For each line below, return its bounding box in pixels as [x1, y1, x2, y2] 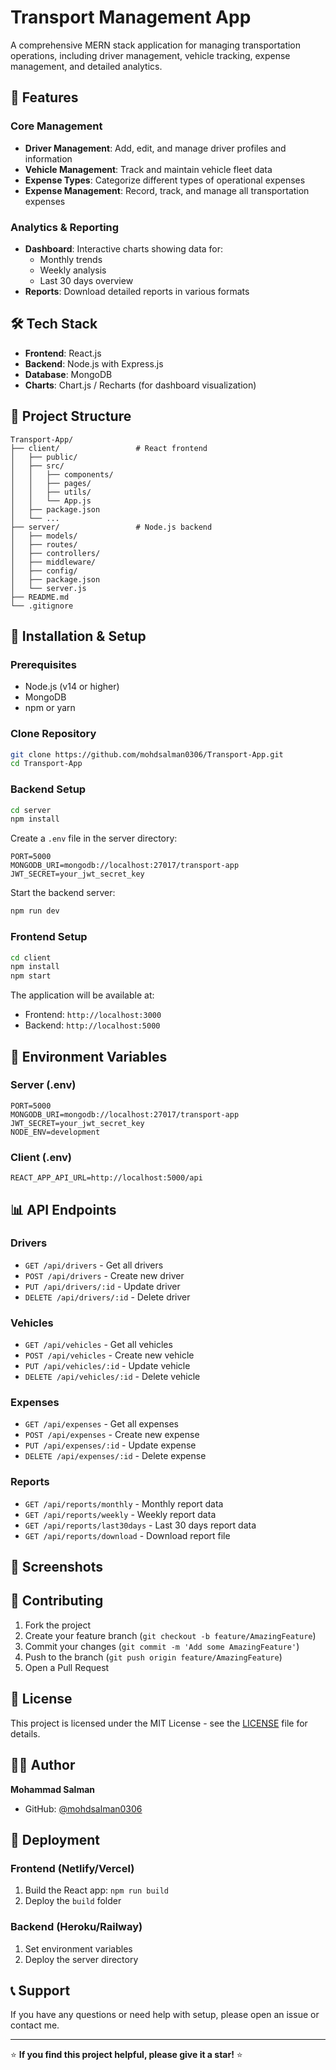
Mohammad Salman [10, 1783, 96, 1795]
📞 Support [10, 1982, 71, 1999]
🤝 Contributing [10, 1592, 104, 1610]
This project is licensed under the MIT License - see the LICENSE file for [10, 1717, 308, 1729]
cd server [10, 805, 52, 815]
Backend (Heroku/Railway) [10, 1920, 143, 1934]
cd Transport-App [10, 759, 83, 769]
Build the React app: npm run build [24, 1884, 170, 1896]
